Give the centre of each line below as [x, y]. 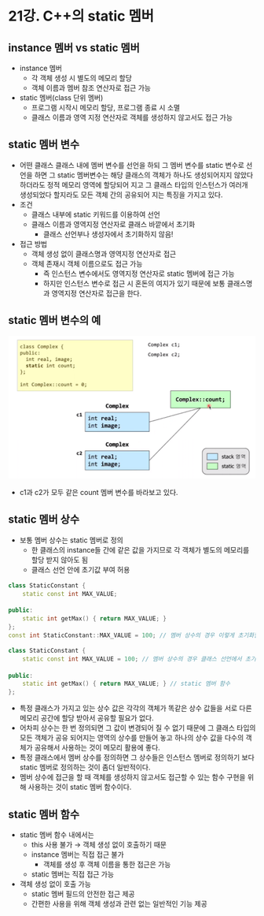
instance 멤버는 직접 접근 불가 [77, 855]
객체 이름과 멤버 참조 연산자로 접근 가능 [91, 88]
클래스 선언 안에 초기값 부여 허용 [81, 569]
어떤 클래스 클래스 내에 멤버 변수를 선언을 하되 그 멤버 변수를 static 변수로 [132, 165]
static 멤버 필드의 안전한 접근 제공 [83, 894]
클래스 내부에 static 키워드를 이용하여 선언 [96, 214]
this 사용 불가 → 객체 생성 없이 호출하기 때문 [99, 845]
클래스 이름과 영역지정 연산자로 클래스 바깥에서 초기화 [113, 224]
